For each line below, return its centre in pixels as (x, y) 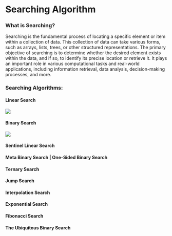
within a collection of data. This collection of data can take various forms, (83, 42)
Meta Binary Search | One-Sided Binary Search (56, 157)
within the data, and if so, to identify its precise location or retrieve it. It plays (86, 58)
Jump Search (20, 181)
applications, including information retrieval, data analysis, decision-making (85, 69)
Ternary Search (22, 169)
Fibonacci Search (24, 216)
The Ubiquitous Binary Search (38, 228)
